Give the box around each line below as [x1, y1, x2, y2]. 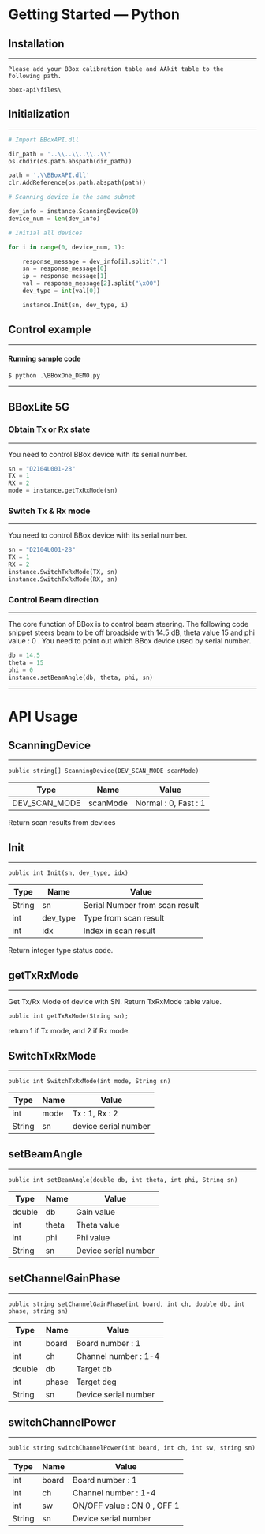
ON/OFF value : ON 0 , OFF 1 [72, 1500, 180, 1511]
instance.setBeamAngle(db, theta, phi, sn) [8, 673, 154, 681]
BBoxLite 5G [8, 400, 69, 414]
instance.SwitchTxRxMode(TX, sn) [8, 568, 118, 576]
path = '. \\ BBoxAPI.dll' [8, 171, 90, 179]
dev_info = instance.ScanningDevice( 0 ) [8, 208, 140, 216]
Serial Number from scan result [83, 900, 200, 911]
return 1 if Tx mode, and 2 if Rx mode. [8, 1026, 130, 1036]
